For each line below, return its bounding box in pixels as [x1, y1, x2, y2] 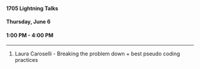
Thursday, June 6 [6, 18, 51, 25]
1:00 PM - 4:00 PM [6, 31, 54, 38]
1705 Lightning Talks [6, 5, 58, 12]
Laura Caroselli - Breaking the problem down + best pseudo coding [14, 50, 180, 57]
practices [14, 57, 39, 64]
